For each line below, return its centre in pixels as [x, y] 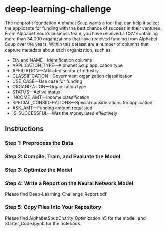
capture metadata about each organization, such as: [59, 50]
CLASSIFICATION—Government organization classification [72, 76]
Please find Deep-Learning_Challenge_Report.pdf [56, 194]
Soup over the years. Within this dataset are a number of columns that [77, 44]
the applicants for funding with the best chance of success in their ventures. [83, 28]
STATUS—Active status [36, 92]
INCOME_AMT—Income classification [51, 97]
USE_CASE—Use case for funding [47, 81]
